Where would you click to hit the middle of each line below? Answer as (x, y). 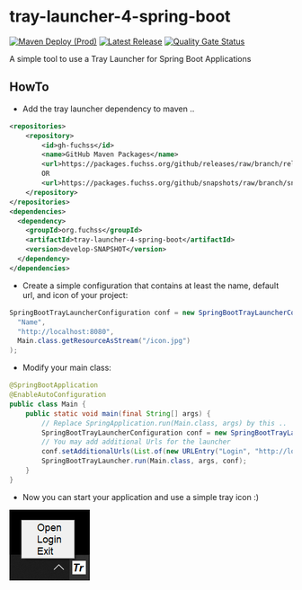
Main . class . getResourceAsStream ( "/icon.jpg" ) (104, 341)
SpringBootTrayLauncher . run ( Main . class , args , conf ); (144, 461)
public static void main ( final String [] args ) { (118, 414)
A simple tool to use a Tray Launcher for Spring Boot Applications (130, 58)
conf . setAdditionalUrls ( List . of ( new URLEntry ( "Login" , (147, 452)
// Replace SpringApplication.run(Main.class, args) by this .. (164, 423)
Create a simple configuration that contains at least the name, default (151, 286)
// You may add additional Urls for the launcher (136, 442)
